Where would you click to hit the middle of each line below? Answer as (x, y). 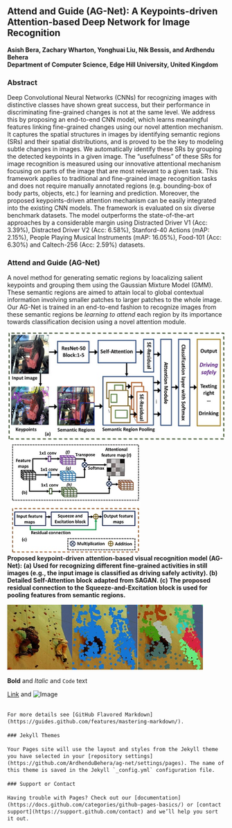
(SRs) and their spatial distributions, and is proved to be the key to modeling (115, 142)
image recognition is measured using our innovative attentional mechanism (114, 164)
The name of (207, 763)
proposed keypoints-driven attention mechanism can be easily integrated (112, 201)
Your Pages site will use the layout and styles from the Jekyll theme (113, 749)
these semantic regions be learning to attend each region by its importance (115, 315)
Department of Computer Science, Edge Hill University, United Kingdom (113, 64)
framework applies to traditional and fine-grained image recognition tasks (112, 179)
